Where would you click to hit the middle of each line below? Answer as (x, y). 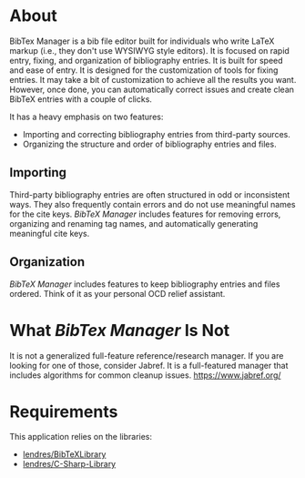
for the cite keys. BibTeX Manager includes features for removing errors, (145, 214)
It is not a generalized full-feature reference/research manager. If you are (147, 355)
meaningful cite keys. (50, 233)
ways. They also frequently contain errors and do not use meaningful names (152, 204)
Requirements (64, 412)
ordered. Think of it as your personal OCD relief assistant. (117, 293)
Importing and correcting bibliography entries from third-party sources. (157, 134)
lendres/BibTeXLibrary (64, 454)
